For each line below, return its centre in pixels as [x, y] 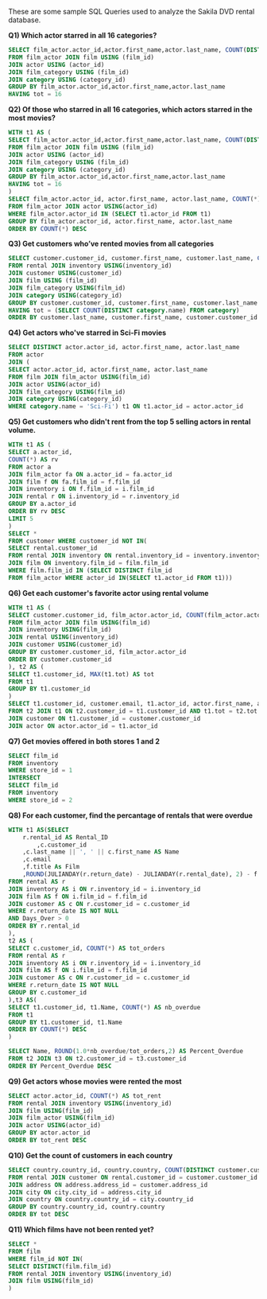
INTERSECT [25, 778]
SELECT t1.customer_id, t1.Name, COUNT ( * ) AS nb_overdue [104, 1007]
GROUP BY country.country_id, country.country [87, 1207]
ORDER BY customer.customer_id [60, 659]
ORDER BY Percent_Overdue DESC [60, 1066]
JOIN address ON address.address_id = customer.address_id [108, 1184]
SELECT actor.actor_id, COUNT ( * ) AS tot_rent [85, 1096]
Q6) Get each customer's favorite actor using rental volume [108, 593]
